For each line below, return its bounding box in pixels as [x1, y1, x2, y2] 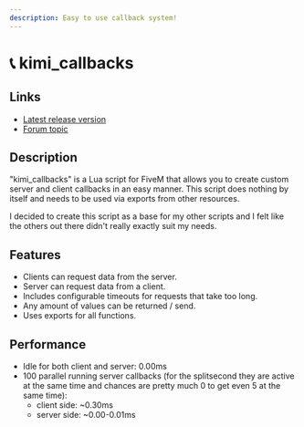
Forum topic [22, 123, 68, 134]
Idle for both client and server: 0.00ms [22, 361, 167, 372]
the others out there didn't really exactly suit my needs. [9, 221, 217, 232]
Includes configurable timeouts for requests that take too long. [22, 291, 258, 302]
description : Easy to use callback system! [9, 13, 178, 23]
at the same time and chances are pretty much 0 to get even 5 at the [22, 380, 281, 391]
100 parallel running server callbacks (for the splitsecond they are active [22, 370, 295, 381]
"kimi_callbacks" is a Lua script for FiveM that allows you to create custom [9, 174, 289, 185]
